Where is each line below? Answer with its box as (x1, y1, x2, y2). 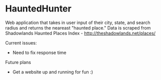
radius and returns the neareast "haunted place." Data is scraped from (5, 24, 151, 30)
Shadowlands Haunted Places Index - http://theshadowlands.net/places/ (5, 30, 156, 36)
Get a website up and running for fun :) (12, 68, 93, 75)
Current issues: (5, 39, 37, 45)
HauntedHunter (5, 3, 72, 14)
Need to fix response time (12, 49, 66, 55)
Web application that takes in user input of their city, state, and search (5, 19, 150, 25)
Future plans (5, 59, 31, 65)
